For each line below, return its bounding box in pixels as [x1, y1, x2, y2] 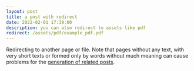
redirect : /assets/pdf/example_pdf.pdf [6, 30, 104, 36]
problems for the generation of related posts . [6, 59, 115, 66]
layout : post [6, 8, 38, 15]
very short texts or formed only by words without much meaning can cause [6, 52, 189, 59]
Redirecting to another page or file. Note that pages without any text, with [6, 46, 184, 53]
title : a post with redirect [6, 14, 78, 20]
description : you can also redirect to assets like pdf [6, 24, 146, 31]
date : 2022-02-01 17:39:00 [6, 19, 72, 25]
